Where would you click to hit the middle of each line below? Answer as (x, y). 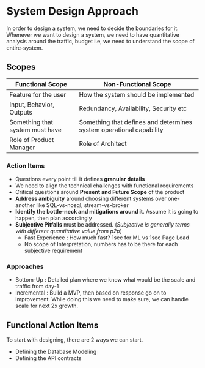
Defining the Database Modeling (56, 352)
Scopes (21, 67)
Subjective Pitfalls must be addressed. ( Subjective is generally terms (103, 225)
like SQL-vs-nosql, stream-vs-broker (83, 205)
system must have (36, 130)
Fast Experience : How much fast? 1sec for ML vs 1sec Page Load (106, 238)
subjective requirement (53, 251)
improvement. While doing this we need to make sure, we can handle (102, 299)
